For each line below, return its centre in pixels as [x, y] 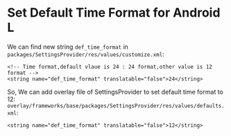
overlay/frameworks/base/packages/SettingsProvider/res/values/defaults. [116, 105]
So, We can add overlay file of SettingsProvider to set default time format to [115, 92]
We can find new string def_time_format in [68, 46]
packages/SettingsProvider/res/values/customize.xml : [86, 54]
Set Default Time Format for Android [114, 13]
